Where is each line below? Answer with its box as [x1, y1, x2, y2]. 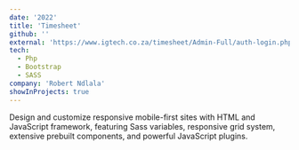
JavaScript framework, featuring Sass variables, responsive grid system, [9, 121, 276, 131]
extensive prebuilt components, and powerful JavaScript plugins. [9, 130, 248, 141]
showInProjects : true [9, 87, 90, 96]
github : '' [9, 29, 50, 38]
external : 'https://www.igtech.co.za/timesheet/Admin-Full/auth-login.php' [9, 37, 296, 47]
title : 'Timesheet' [9, 21, 82, 30]
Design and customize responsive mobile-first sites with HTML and [9, 112, 255, 122]
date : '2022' [9, 12, 58, 22]
